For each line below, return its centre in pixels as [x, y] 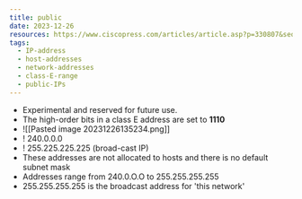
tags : [19, 43]
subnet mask [46, 167]
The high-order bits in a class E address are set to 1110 [124, 119]
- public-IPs [42, 84]
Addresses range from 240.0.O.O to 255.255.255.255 [120, 177]
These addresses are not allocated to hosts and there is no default [145, 157]
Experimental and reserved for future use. [100, 109]
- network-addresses [56, 68]
